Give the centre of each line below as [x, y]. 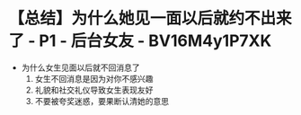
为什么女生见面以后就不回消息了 [80, 67]
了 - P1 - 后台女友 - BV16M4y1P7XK [140, 41]
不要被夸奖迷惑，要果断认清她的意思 [102, 101]
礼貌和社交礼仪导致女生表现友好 [94, 90]
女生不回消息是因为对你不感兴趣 [94, 78]
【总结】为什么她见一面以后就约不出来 [150, 18]
